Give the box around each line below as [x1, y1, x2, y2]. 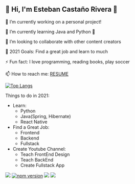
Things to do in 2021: [5, 93, 50, 99]
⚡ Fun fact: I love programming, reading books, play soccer [5, 58, 130, 64]
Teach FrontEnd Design [20, 151, 70, 157]
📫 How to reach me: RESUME [5, 71, 69, 77]
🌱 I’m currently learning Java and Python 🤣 [5, 29, 96, 35]
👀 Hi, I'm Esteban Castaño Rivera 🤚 [5, 5, 118, 14]
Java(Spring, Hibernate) [20, 113, 71, 119]
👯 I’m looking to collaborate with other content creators [5, 38, 121, 44]
